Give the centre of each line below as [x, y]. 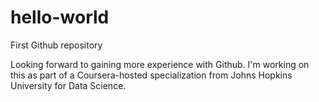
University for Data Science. [68, 85]
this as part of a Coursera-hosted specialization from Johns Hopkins [151, 75]
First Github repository [56, 45]
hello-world [60, 17]
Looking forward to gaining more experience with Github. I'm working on [160, 64]
